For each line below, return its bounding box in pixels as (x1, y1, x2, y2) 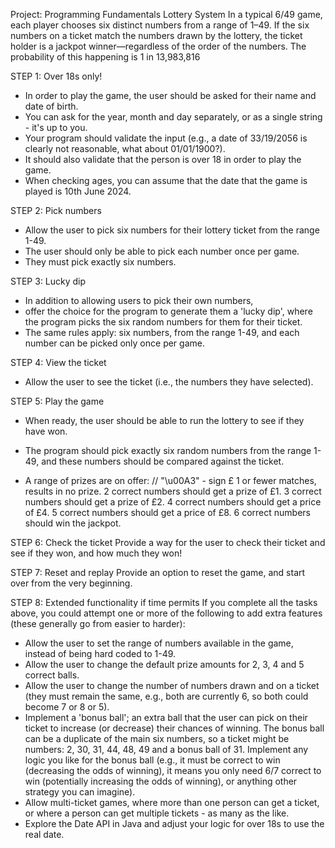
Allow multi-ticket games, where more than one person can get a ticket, (24, 797, 320, 808)
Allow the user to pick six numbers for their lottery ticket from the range (24, 224, 320, 236)
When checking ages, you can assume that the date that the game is (24, 175, 308, 186)
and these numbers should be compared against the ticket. (41, 455, 285, 467)
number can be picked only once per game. (24, 337, 205, 349)
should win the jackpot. (24, 517, 122, 529)
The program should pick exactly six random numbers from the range (24, 445, 312, 456)
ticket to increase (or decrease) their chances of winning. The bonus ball (24, 722, 325, 734)
